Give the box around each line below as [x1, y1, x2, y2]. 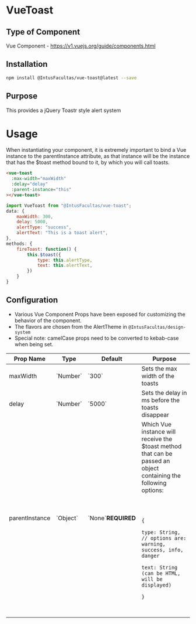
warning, [141, 540, 166, 547]
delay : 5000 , [16, 219, 48, 225]
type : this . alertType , [37, 257, 93, 263]
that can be [141, 449, 173, 458]
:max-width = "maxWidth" [11, 176, 66, 182]
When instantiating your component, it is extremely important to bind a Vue [6, 146, 187, 154]
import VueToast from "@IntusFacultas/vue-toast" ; [6, 203, 132, 209]
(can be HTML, [141, 570, 181, 577]
